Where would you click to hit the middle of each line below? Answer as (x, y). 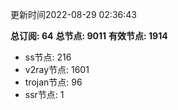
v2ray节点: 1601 (57, 69)
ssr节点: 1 (44, 94)
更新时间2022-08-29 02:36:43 (73, 14)
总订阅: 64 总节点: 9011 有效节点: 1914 (89, 36)
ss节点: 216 (48, 57)
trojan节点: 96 (53, 82)
